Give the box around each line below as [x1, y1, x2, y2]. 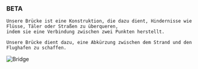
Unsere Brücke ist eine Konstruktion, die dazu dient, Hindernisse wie [6, 18, 192, 24]
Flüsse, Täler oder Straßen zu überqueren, [6, 23, 119, 30]
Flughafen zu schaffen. [6, 45, 67, 51]
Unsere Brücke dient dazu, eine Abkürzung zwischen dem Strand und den [6, 40, 192, 46]
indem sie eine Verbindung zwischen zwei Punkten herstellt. [6, 29, 165, 35]
